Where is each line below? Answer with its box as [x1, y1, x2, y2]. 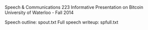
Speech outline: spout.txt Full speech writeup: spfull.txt [4, 19, 118, 25]
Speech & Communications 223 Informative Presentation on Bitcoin [4, 4, 143, 10]
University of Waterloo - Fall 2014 [4, 9, 74, 15]
